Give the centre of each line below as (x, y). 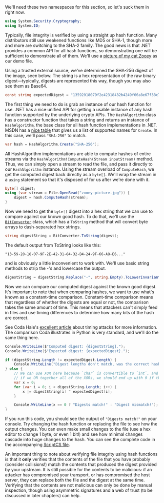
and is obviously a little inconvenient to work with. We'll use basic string (77, 263)
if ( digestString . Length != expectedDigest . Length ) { (61, 360)
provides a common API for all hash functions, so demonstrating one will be (81, 50)
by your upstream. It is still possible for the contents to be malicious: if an (79, 470)
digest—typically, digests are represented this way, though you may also (78, 80)
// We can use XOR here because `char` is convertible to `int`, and (86, 373)
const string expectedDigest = (37, 95)
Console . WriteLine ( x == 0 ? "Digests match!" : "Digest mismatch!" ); (86, 405)
